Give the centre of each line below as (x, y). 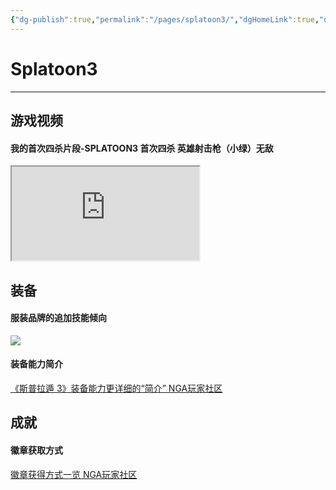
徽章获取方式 (36, 450)
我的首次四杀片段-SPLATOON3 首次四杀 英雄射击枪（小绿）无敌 (142, 148)
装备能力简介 (36, 364)
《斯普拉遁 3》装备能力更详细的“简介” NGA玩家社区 (116, 388)
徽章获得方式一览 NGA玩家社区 (74, 474)
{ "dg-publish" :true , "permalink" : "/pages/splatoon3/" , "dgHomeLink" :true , (165, 19)
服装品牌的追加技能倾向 (58, 318)
